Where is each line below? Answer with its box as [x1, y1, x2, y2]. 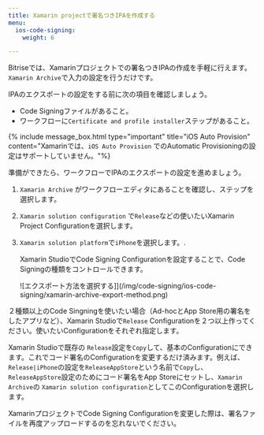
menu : [8, 19, 26, 27]
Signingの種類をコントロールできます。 [19, 265, 147, 274]
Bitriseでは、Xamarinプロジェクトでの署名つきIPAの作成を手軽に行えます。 [8, 63, 252, 72]
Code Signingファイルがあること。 [19, 106, 133, 116]
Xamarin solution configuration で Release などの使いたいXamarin [19, 211, 235, 221]
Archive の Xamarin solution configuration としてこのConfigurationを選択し [8, 382, 255, 392]
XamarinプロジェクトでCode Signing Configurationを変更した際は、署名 [8, 409, 243, 418]
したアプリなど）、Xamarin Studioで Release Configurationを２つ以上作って [8, 316, 249, 325]
